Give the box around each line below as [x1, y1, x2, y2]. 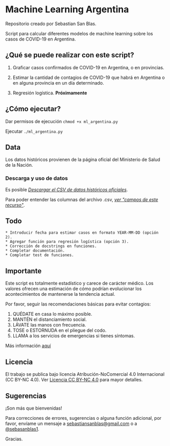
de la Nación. [5, 162, 33, 168]
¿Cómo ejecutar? [5, 105, 61, 113]
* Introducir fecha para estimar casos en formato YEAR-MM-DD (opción [5, 230, 159, 235]
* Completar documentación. [5, 248, 65, 253]
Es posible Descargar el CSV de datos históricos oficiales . [5, 186, 128, 193]
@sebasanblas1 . [5, 425, 40, 432]
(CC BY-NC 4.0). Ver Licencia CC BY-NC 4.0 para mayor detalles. [5, 377, 143, 383]
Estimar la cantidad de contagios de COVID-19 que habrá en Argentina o [12, 74, 165, 80]
